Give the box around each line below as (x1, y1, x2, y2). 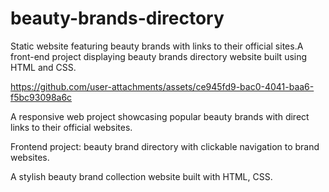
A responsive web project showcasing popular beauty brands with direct (10, 110, 310, 122)
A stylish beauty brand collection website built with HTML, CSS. (10, 170, 273, 182)
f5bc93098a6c (10, 91, 73, 103)
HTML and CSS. (10, 61, 77, 73)
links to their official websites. (10, 121, 133, 133)
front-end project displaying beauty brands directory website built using (10, 50, 308, 62)
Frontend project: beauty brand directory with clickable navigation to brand (10, 140, 320, 152)
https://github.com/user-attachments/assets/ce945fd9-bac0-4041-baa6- (10, 80, 315, 92)
